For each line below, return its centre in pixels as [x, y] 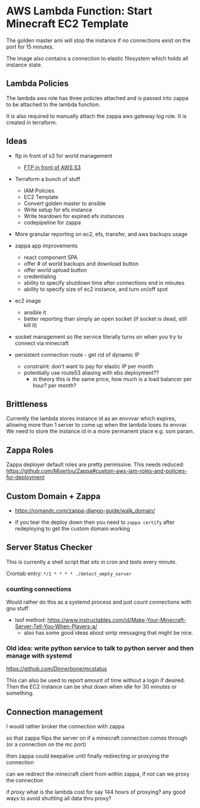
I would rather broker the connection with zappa [65, 726]
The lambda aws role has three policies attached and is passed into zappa [98, 98]
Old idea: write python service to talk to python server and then [100, 649]
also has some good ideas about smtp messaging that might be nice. [108, 633]
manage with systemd [39, 656]
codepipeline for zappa [52, 222]
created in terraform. [32, 122]
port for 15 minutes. [30, 47]
